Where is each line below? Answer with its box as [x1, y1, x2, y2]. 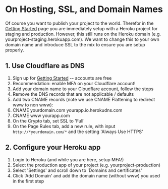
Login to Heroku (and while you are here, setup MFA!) [12, 156, 124, 162]
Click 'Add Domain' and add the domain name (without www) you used [12, 172, 160, 178]
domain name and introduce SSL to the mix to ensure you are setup [5, 41, 145, 47]
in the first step [12, 178, 44, 184]
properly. [5, 47, 24, 53]
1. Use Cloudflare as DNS [5, 61, 85, 70]
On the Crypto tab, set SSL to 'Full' [12, 117, 85, 124]
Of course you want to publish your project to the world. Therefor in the [5, 20, 154, 26]
